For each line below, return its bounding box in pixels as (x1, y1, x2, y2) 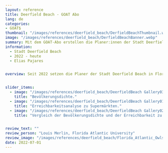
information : (5, 44, 32, 49)
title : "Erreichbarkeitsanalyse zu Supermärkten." (14, 103, 122, 109)
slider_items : (5, 85, 35, 90)
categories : (5, 21, 30, 26)
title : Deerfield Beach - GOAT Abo (5, 12, 79, 17)
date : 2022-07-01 (5, 140, 41, 145)
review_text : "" (5, 126, 39, 131)
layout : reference (5, 7, 43, 12)
